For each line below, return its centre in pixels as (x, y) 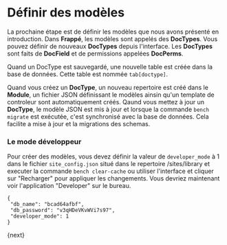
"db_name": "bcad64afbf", (47, 205)
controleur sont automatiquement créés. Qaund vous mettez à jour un (106, 102)
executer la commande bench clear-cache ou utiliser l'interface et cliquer (111, 171)
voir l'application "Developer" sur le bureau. (69, 186)
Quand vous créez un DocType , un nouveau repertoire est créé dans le (108, 87)
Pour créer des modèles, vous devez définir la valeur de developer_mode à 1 (113, 156)
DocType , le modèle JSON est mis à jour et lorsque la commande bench (108, 109)
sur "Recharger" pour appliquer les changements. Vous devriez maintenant (113, 178)
